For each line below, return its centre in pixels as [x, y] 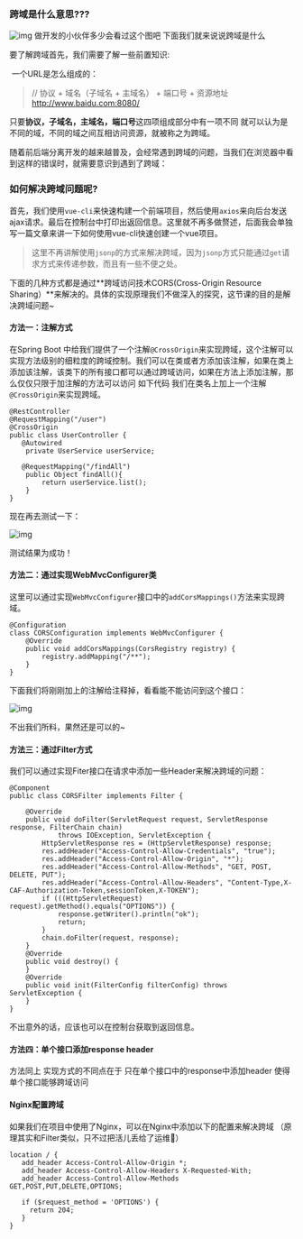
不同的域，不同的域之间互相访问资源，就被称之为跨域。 [112, 133]
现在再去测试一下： [45, 516]
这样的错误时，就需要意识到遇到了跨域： [92, 163]
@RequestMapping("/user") [58, 419]
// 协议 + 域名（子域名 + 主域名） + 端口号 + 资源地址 [130, 93]
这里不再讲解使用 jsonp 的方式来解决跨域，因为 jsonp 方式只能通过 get [156, 252]
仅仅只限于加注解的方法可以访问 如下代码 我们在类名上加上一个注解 [142, 383]
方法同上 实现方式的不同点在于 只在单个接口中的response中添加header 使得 [150, 1071]
